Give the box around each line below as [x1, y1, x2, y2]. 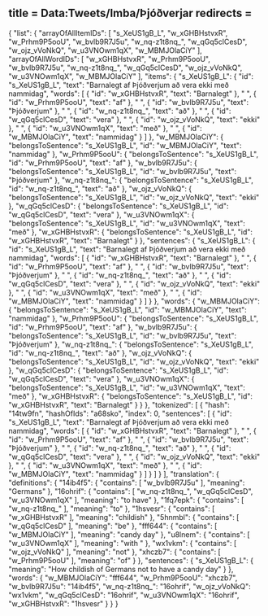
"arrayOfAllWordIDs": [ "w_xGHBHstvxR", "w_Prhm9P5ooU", [8, 54, 211, 63]
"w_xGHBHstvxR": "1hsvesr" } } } [8, 598, 119, 609]
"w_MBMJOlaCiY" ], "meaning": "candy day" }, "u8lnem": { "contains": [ [8, 529, 250, 540]
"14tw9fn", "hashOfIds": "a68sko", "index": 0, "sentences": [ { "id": [8, 408, 232, 418]
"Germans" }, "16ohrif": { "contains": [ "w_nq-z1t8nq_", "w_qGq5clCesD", [8, 486, 253, 496]
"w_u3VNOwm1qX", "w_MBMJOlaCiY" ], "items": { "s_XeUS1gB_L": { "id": [8, 71, 254, 81]
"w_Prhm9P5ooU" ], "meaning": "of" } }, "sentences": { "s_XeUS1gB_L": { [8, 555, 254, 565]
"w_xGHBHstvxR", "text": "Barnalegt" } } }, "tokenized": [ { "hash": [8, 400, 230, 409]
